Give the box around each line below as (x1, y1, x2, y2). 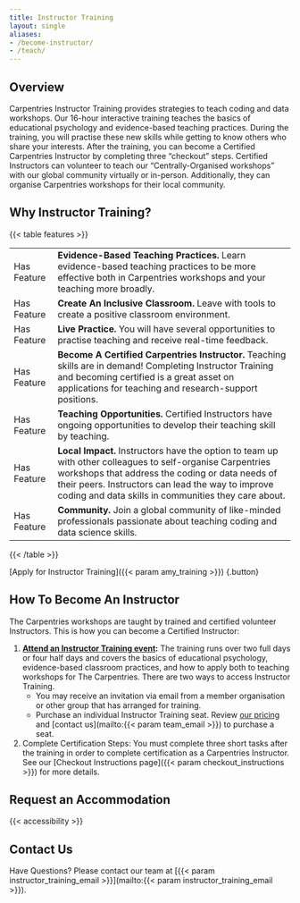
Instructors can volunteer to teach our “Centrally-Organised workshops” (9, 160, 275, 171)
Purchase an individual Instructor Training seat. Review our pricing (35, 709, 280, 720)
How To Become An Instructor (9, 592, 180, 608)
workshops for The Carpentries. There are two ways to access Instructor (21, 671, 291, 682)
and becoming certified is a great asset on (57, 370, 235, 383)
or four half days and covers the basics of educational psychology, (21, 652, 269, 662)
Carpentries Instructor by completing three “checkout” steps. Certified (9, 150, 268, 161)
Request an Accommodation (9, 792, 171, 807)
